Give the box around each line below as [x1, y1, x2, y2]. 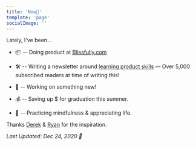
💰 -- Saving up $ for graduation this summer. [15, 95, 129, 103]
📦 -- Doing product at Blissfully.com [15, 49, 107, 56]
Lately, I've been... [6, 37, 52, 44]
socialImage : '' [6, 20, 47, 26]
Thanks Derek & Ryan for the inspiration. [6, 121, 107, 129]
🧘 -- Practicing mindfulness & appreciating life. [15, 109, 132, 116]
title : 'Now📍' [6, 8, 42, 15]
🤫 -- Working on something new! [15, 83, 97, 90]
